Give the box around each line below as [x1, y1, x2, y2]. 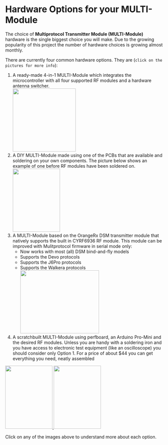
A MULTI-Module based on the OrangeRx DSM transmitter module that [12, 232, 159, 238]
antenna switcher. [12, 82, 50, 89]
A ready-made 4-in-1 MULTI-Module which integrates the [12, 72, 132, 78]
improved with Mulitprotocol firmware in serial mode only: [12, 243, 132, 249]
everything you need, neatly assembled [12, 355, 95, 362]
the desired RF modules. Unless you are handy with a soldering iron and [12, 339, 162, 345]
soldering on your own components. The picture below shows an [12, 158, 147, 164]
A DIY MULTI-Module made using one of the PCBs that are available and [12, 152, 162, 158]
